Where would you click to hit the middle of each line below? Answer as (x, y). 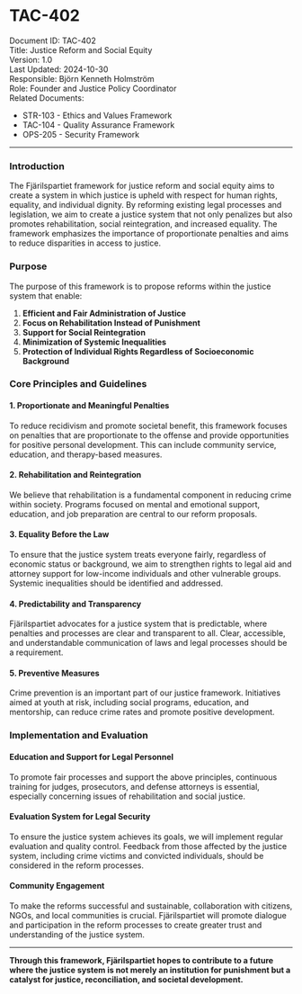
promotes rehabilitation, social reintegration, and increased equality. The (143, 224)
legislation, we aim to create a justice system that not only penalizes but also (151, 215)
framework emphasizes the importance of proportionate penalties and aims (149, 234)
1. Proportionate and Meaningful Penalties (89, 406)
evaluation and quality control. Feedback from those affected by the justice (148, 846)
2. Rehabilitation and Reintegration (75, 475)
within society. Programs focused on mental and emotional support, (135, 504)
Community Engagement (57, 886)
